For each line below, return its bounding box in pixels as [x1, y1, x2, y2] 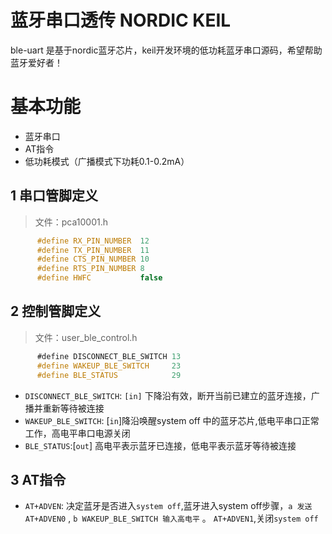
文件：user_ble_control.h [34, 331, 138, 343]
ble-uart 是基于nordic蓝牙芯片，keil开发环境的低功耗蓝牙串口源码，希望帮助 [10, 44, 323, 56]
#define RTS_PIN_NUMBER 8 [36, 264, 145, 274]
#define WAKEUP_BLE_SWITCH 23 [36, 361, 182, 371]
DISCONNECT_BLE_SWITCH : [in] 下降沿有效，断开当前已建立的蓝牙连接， [24, 389, 312, 401]
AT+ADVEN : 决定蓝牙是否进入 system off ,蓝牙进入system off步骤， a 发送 [24, 500, 313, 512]
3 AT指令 [10, 471, 67, 488]
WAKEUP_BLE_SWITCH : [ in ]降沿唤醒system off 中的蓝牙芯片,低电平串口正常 [24, 414, 320, 426]
